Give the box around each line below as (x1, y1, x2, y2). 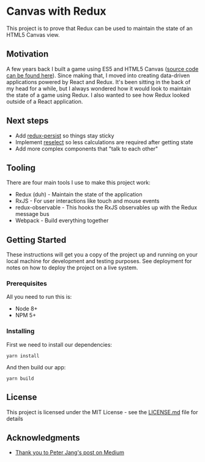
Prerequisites (6, 279, 47, 288)
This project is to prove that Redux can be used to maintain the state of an (6, 25, 193, 32)
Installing (6, 327, 35, 336)
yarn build (6, 375, 34, 382)
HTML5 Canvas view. (6, 31, 60, 38)
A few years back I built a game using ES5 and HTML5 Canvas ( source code (6, 65, 199, 72)
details (6, 415, 23, 422)
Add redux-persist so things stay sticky (15, 132, 114, 139)
